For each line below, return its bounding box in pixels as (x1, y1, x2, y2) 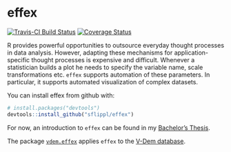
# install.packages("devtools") (7, 104, 100, 111)
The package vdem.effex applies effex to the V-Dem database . (7, 137, 186, 145)
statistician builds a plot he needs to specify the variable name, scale (7, 63, 203, 71)
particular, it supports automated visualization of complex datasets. (7, 77, 199, 86)
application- (174, 48, 209, 57)
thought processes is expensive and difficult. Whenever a (31, 55, 195, 64)
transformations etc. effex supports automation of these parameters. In (7, 70, 210, 79)
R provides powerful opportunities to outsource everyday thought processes (7, 41, 225, 49)
